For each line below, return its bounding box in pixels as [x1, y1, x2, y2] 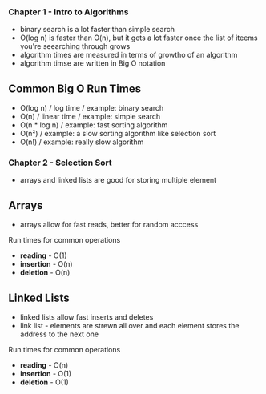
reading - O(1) [19, 251, 67, 260]
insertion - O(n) [19, 259, 74, 269]
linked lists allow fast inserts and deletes [19, 312, 154, 322]
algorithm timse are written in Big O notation [19, 58, 166, 68]
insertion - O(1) [19, 369, 72, 379]
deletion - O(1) [19, 377, 70, 387]
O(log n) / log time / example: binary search [19, 103, 164, 113]
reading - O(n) [19, 360, 69, 370]
